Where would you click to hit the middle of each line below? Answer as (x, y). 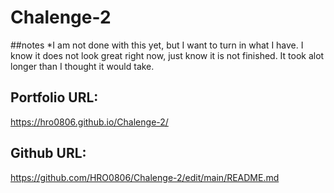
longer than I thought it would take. (82, 66)
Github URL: (48, 153)
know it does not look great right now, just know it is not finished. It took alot (167, 55)
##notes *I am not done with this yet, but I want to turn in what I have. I (157, 45)
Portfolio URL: (54, 97)
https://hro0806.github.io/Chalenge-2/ (89, 122)
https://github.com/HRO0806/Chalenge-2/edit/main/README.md (145, 177)
